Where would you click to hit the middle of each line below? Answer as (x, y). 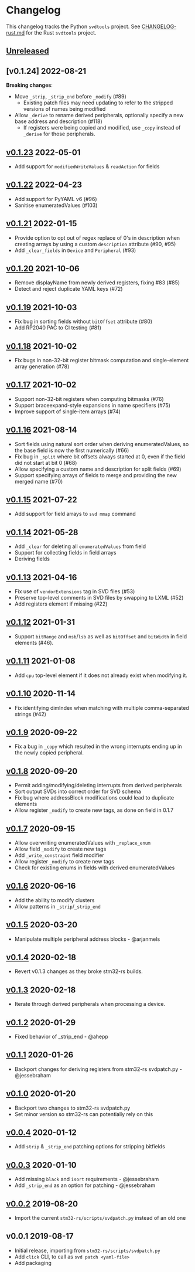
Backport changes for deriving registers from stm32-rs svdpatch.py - (98, 1069)
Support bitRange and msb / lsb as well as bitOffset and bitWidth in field (101, 636)
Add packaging (33, 1263)
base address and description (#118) (58, 121)
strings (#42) (30, 714)
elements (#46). (34, 642)
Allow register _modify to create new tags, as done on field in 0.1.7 (94, 810)
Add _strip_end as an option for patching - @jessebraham (85, 1185)
